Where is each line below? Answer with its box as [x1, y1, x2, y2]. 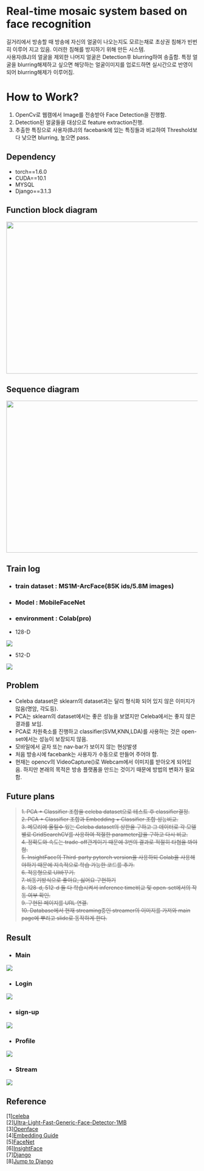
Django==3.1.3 [15, 187, 52, 195]
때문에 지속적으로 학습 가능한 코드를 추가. [37, 862, 135, 869]
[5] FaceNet [6, 1138, 35, 1145]
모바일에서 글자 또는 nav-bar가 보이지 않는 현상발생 [15, 743, 137, 750]
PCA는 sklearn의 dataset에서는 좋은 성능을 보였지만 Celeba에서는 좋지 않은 [15, 713, 196, 720]
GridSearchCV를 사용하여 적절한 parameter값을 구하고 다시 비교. [32, 831, 188, 838]
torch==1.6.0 [15, 168, 47, 175]
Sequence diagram [6, 384, 80, 395]
